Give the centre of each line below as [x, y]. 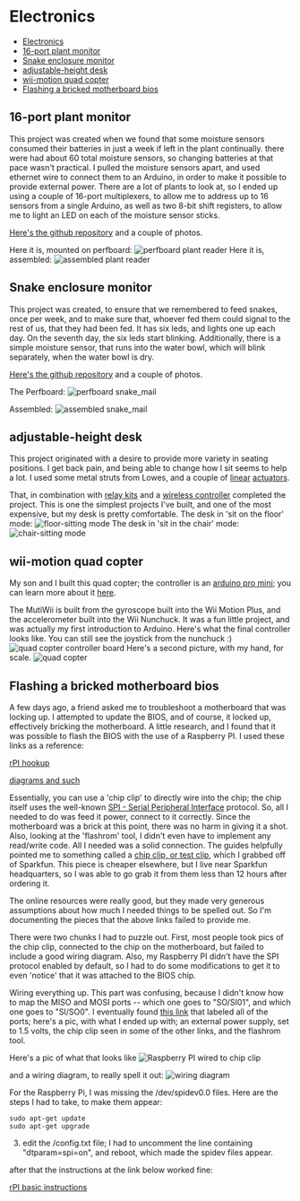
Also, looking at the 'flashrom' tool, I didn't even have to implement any [140, 835]
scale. [20, 657]
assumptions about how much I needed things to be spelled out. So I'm [140, 910]
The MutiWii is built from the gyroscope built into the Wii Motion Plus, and [145, 610]
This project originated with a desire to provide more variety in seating [139, 458]
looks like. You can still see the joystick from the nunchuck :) [121, 639]
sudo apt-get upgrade [50, 1127]
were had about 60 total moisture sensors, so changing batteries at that [141, 158]
